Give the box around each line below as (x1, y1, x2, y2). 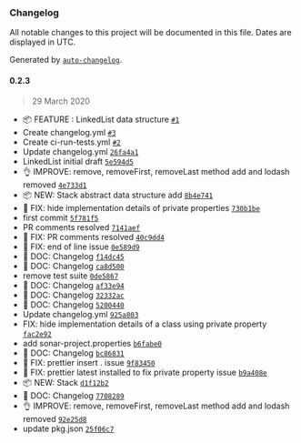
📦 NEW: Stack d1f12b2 (22, 377, 109, 388)
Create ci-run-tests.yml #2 (22, 136, 121, 147)
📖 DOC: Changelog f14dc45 (22, 250, 125, 261)
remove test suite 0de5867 (22, 270, 119, 281)
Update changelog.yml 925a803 (22, 308, 139, 319)
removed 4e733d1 (22, 179, 87, 190)
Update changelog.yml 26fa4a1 (22, 146, 139, 156)
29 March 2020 (31, 96, 91, 106)
